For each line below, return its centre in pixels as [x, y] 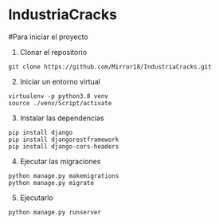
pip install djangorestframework [64, 140]
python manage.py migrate [51, 183]
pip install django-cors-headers [64, 146]
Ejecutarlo [36, 198]
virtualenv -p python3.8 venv [59, 96]
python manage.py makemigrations [64, 176]
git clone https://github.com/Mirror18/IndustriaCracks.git [110, 67]
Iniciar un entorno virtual [60, 81]
